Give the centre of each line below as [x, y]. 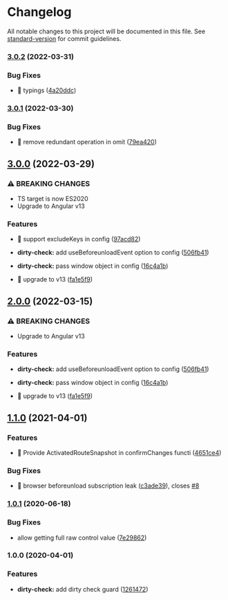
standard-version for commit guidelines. [64, 38]
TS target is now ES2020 [53, 199]
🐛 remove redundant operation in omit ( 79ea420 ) [87, 142]
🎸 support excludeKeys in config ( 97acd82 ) [79, 239]
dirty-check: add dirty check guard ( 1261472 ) [83, 589]
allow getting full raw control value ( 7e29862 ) [82, 538]
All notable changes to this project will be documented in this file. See [106, 31]
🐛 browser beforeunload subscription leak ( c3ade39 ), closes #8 [108, 486]
